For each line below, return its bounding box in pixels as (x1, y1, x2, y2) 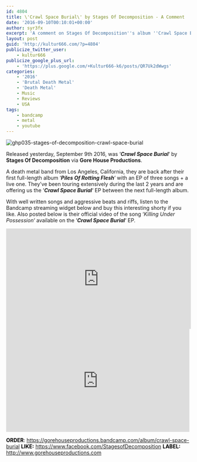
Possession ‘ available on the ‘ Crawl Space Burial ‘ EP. (6, 217, 136, 223)
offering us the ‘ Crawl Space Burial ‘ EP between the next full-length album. (6, 187, 189, 193)
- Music (16, 90, 35, 96)
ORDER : (6, 437, 25, 443)
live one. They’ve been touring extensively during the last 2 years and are (6, 181, 184, 188)
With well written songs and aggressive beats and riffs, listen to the (6, 198, 169, 205)
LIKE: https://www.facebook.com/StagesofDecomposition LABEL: (21, 443, 181, 450)
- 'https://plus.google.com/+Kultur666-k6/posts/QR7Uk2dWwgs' (16, 63, 172, 69)
